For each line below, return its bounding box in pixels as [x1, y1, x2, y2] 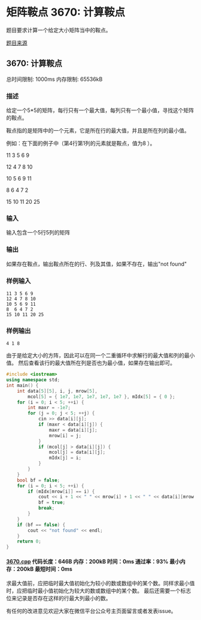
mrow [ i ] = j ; [48, 432, 82, 438]
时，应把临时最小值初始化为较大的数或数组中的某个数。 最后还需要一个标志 [6, 587, 191, 594]
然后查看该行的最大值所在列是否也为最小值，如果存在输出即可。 [17, 359, 175, 366]
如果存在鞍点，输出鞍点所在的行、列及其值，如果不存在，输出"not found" [6, 260, 187, 267]
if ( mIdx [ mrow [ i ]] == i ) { [28, 488, 95, 495]
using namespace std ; [6, 377, 60, 383]
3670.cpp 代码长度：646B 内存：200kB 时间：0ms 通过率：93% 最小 [6, 558, 181, 565]
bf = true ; [38, 499, 66, 505]
